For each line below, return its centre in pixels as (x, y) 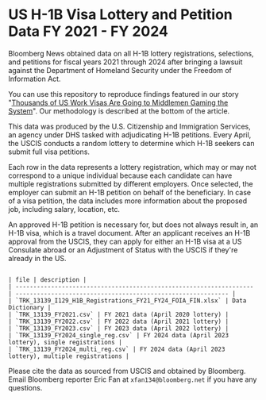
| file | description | (48, 279)
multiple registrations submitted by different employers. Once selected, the (131, 183)
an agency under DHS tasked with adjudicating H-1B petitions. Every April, (130, 135)
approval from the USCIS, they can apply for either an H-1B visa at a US (125, 241)
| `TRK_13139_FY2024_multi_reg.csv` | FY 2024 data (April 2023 (117, 349)
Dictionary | (30, 307)
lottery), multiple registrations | (69, 356)
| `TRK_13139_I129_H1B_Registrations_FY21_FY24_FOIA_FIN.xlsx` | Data (127, 300)
